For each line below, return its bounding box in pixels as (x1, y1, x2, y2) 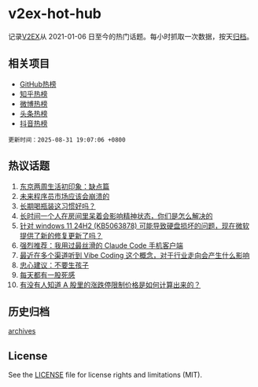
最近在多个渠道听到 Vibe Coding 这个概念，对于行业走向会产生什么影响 (19, 250, 250, 260)
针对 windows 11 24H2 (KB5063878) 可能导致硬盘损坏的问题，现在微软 (19, 221, 250, 230)
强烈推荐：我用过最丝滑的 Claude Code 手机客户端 (19, 241, 183, 250)
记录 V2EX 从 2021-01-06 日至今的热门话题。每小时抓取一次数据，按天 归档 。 (8, 31, 254, 41)
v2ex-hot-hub (8, 5, 102, 23)
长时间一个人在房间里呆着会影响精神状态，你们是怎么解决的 (19, 211, 213, 220)
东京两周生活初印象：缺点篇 (19, 182, 110, 191)
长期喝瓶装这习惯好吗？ (19, 201, 96, 211)
